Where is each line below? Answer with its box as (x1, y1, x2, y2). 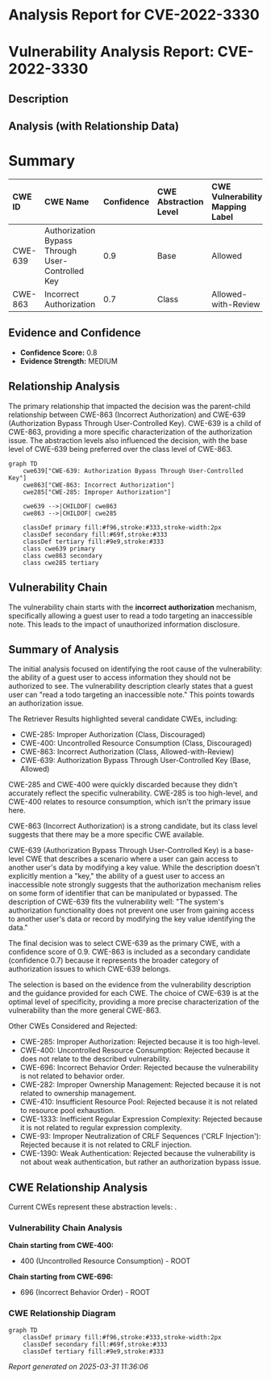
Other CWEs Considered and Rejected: (8, 1021, 138, 1031)
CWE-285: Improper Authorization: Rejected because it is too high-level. (19, 1037, 261, 1047)
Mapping (211, 201, 247, 213)
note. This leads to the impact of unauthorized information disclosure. (8, 619, 240, 629)
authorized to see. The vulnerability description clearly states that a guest (8, 681, 254, 691)
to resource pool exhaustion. (19, 1106, 115, 1115)
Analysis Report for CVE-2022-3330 (8, 6, 260, 24)
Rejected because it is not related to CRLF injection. (19, 1140, 192, 1149)
